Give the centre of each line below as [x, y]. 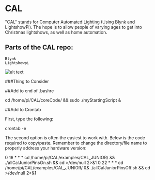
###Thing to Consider [27, 81]
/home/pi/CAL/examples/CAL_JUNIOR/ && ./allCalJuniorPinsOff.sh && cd [78, 167]
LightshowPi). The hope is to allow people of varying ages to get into [74, 27]
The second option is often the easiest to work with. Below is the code [75, 138]
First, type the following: [29, 119]
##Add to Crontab [23, 109]
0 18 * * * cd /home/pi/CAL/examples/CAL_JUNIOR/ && [60, 157]
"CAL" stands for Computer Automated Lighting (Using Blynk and [70, 22]
